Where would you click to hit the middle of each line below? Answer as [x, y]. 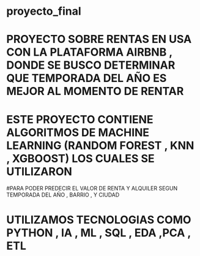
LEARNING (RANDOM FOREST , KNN [100, 145]
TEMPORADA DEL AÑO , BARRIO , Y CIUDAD [63, 195]
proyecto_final [44, 11]
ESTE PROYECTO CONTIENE [80, 119]
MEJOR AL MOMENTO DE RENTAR [95, 92]
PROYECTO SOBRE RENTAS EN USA [99, 40]
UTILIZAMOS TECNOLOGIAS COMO [99, 220]
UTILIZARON [39, 171]
